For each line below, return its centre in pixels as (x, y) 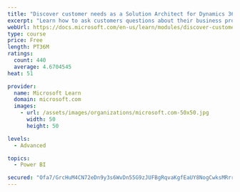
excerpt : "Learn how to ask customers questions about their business (115, 21)
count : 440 (30, 60)
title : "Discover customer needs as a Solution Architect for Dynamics (116, 14)
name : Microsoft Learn (47, 93)
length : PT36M (29, 47)
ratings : (20, 54)
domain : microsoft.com (47, 100)
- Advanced (30, 145)
